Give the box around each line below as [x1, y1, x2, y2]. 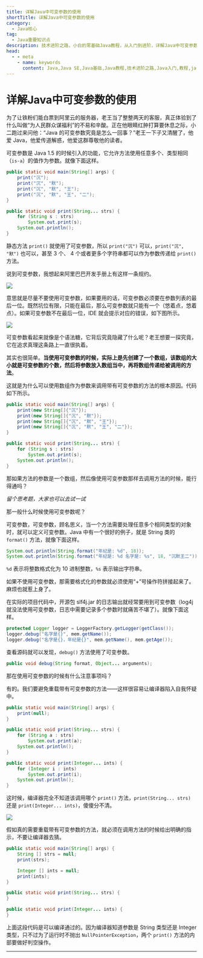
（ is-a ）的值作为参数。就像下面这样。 [6, 157, 102, 164]
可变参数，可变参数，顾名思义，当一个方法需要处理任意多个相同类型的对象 [6, 521, 192, 528]
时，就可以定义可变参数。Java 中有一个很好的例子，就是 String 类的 [6, 528, 175, 535]
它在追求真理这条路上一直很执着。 [6, 341, 91, 348]
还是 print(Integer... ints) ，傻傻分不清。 [6, 802, 115, 809]
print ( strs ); [17, 857, 50, 863]
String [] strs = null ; [17, 851, 77, 858]
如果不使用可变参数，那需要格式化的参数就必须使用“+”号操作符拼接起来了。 [6, 578, 195, 585]
